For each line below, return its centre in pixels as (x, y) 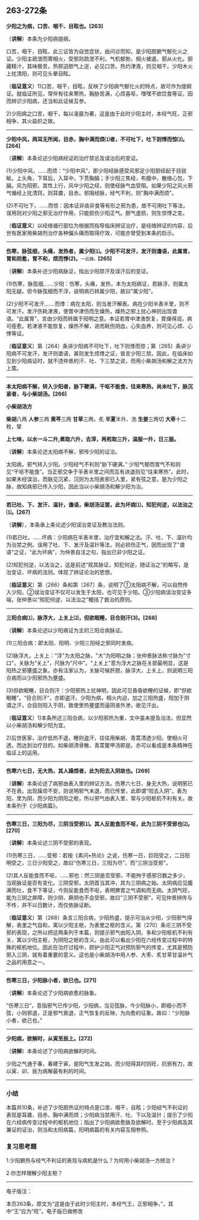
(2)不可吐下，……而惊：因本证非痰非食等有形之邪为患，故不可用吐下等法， (97, 205)
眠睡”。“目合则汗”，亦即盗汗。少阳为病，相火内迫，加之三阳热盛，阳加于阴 (98, 697)
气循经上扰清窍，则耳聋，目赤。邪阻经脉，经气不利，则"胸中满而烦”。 (92, 193)
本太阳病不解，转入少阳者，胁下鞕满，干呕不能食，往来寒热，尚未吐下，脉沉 (99, 386)
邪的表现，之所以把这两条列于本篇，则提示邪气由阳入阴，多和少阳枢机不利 (97, 932)
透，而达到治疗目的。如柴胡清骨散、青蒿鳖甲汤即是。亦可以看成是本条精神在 (99, 745)
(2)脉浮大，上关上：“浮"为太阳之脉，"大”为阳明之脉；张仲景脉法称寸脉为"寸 (99, 655)
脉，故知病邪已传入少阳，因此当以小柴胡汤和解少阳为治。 (76, 486)
